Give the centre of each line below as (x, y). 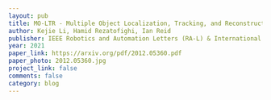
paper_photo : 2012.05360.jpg (57, 61)
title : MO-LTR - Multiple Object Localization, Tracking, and (115, 23)
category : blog (34, 83)
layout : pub (28, 16)
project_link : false (43, 69)
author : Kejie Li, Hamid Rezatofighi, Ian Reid (90, 31)
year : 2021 (27, 46)
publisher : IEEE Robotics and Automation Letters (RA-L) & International (135, 38)
